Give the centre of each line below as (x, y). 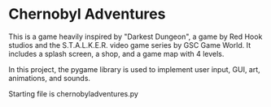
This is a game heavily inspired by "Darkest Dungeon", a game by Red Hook (135, 36)
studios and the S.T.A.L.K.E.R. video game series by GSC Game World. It (129, 45)
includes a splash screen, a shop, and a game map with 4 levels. (116, 53)
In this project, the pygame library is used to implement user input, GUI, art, (134, 69)
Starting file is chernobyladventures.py (73, 93)
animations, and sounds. (50, 78)
